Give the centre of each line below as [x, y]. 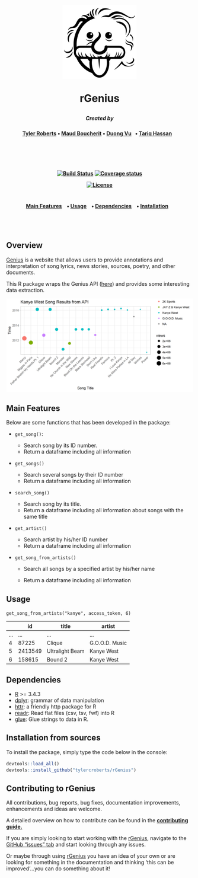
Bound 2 [57, 659]
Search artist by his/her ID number [66, 539]
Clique [55, 643]
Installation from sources [53, 738]
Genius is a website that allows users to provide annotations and [85, 260]
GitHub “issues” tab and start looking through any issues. [76, 845]
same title [36, 517]
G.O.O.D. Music [108, 643]
